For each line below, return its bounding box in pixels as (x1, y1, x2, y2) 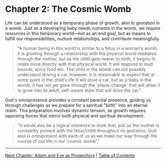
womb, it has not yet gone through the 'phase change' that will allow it (17, 82, 161, 88)
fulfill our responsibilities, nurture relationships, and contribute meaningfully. (5, 36, 161, 42)
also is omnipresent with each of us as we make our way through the (17, 133, 158, 139)
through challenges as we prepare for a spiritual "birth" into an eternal (5, 102, 148, 108)
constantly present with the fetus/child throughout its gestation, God (17, 127, 157, 133)
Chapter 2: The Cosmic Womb (5, 3, 131, 15)
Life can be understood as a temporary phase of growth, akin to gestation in (5, 20, 160, 26)
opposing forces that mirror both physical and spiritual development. (5, 112, 145, 118)
